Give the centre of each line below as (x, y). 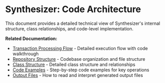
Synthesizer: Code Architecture (73, 9)
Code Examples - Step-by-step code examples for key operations (81, 70)
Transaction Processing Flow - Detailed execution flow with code (80, 48)
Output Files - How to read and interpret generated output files (78, 75)
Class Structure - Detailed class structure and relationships (74, 64)
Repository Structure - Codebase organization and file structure (79, 59)
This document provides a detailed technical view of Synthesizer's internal (83, 23)
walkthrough (25, 54)
